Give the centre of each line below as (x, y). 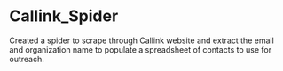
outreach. (27, 59)
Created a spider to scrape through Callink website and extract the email (142, 40)
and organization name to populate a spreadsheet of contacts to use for (141, 49)
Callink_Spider (64, 16)
